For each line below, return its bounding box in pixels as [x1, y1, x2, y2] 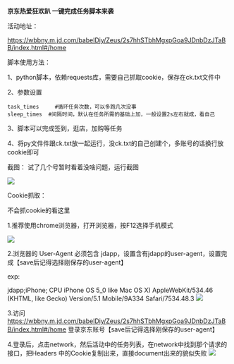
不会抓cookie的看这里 [7, 206, 70, 214]
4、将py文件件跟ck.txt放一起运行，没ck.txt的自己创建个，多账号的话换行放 [7, 139, 224, 147]
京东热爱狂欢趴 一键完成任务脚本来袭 [7, 7, 114, 15]
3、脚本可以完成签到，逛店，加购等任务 [7, 124, 123, 133]
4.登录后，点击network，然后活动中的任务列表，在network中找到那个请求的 [7, 340, 228, 348]
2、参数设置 [7, 88, 42, 96]
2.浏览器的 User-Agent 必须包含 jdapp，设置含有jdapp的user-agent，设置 [7, 250, 221, 257]
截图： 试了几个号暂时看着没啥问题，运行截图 [7, 163, 139, 171]
